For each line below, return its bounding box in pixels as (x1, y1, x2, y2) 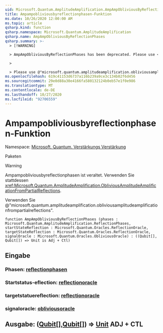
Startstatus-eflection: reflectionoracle (5, 279, 98, 286)
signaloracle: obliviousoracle (5, 305, 75, 312)
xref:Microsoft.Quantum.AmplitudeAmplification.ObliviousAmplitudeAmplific (5, 183, 157, 189)
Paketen (5, 154, 22, 159)
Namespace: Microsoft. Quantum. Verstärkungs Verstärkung (5, 144, 126, 150)
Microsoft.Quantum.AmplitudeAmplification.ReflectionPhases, (5, 221, 131, 226)
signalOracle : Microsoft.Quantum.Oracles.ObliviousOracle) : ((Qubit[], (5, 234, 158, 239)
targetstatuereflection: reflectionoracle (5, 292, 100, 299)
